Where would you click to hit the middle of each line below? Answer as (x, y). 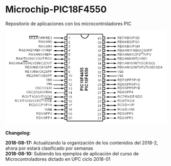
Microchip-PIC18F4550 (56, 9)
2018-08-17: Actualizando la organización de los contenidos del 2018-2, (82, 143)
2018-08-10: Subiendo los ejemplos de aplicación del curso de (72, 154)
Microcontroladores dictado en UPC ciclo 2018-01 (58, 159)
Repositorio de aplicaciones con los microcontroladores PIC (68, 24)
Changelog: (18, 133)
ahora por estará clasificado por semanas (49, 148)
